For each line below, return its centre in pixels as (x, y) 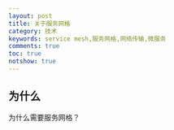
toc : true (25, 54)
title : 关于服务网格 (39, 24)
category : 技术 (33, 31)
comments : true (34, 46)
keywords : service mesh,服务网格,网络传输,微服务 (87, 39)
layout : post (30, 16)
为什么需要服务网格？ (44, 117)
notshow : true (33, 62)
